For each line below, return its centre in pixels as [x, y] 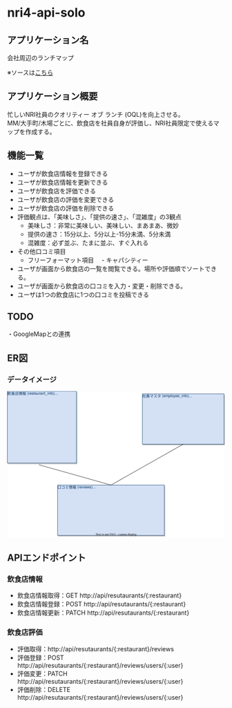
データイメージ [32, 380]
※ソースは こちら [30, 73]
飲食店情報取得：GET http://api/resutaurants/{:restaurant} [99, 595]
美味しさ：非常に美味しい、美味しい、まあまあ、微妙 [103, 225]
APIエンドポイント [47, 558]
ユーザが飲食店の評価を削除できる [66, 208]
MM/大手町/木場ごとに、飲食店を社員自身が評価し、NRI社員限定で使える [110, 123]
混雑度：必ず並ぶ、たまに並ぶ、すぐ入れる [88, 243]
